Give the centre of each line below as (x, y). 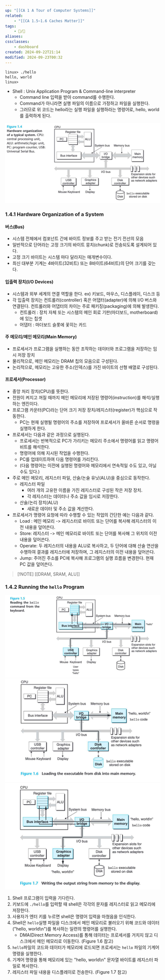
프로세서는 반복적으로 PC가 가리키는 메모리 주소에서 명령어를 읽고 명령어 (89, 441)
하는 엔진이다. (26, 404)
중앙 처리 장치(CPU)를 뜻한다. (41, 391)
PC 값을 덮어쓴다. (36, 564)
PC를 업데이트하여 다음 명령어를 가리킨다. (59, 459)
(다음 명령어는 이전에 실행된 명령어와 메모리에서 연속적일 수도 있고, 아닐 (88, 466)
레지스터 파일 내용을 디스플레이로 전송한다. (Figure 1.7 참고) (69, 972)
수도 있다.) (30, 472)
